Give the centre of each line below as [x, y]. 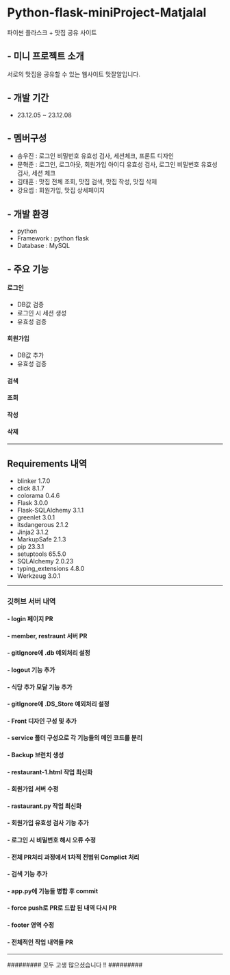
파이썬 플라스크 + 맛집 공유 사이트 [52, 32]
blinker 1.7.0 [34, 481]
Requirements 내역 [47, 464]
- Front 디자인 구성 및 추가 [42, 721]
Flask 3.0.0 [33, 502]
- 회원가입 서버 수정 [33, 789]
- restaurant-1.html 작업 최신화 [50, 772]
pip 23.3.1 [30, 546]
